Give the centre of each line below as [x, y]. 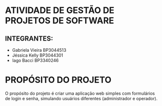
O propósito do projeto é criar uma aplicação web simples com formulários [80, 93]
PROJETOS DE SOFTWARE [60, 21]
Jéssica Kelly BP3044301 [37, 55]
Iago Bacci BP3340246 [35, 60]
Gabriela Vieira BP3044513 [39, 50]
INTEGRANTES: [29, 38]
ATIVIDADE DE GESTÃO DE [60, 10]
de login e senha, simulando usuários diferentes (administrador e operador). [81, 98]
